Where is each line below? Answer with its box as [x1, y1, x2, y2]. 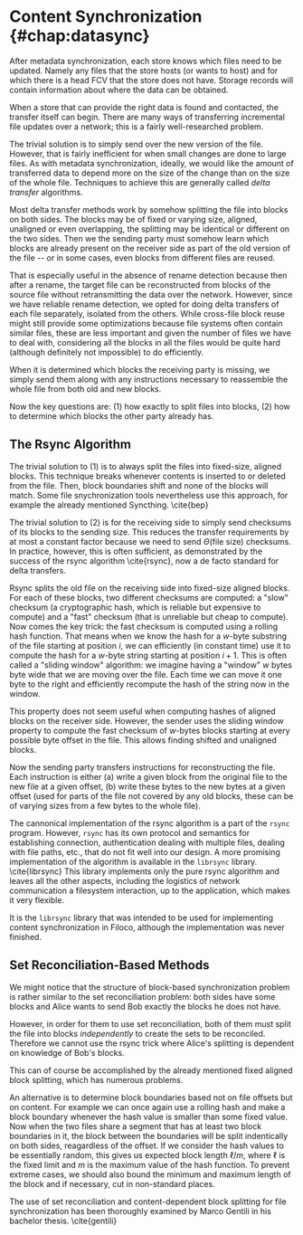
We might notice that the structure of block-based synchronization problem [9, 982, 291, 993]
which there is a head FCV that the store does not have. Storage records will [9, 74, 294, 85]
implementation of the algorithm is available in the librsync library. [9, 856, 258, 867]
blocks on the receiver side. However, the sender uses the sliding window [9, 715, 284, 726]
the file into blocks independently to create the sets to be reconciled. [9, 1028, 266, 1039]
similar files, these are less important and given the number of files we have [9, 328, 291, 338]
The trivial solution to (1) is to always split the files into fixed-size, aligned [9, 461, 282, 471]
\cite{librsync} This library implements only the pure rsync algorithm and [9, 866, 280, 877]
